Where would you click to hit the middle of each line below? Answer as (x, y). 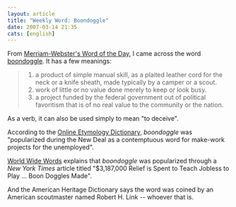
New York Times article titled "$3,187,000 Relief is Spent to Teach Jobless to (118, 168)
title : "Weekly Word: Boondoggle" (58, 20)
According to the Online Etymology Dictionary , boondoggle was (100, 132)
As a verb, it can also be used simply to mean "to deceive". (93, 119)
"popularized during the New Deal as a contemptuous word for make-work (116, 140)
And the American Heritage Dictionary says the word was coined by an (111, 190)
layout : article (31, 14)
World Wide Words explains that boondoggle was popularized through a (112, 161)
